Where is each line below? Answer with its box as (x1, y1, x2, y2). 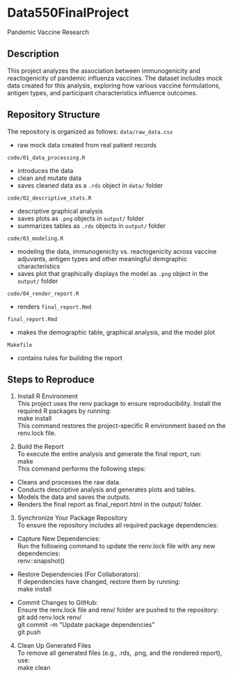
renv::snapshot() (17, 557, 65, 565)
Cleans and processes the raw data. (17, 478, 121, 487)
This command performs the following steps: (17, 464, 146, 473)
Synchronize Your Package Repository (17, 514, 128, 522)
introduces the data (17, 166, 74, 174)
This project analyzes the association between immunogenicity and (7, 66, 200, 74)
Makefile (7, 341, 33, 348)
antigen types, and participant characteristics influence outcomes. (7, 88, 198, 97)
